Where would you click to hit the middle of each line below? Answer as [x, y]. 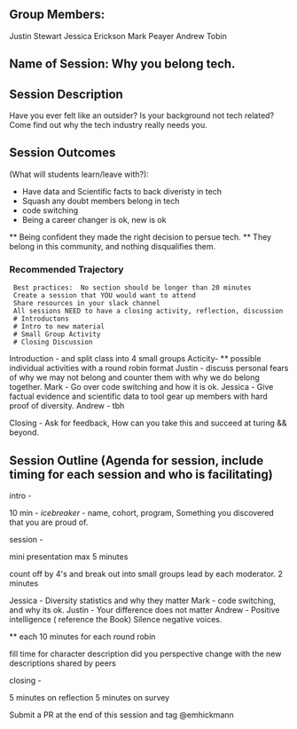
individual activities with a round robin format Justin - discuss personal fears [149, 368]
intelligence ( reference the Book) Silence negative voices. [116, 619]
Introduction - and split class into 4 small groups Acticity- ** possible [135, 359]
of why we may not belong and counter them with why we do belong [134, 377]
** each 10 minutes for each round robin [82, 636]
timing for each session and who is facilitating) [141, 474]
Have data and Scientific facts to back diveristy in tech [121, 191]
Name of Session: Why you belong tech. [122, 64]
